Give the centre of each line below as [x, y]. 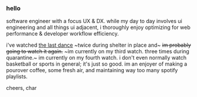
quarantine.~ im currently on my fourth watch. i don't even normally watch [96, 58]
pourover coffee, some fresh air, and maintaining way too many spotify [92, 70]
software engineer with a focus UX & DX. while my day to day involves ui [94, 21]
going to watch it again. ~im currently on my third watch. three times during [98, 51]
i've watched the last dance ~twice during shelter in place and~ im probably [99, 45]
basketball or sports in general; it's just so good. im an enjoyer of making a [97, 64]
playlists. [17, 77]
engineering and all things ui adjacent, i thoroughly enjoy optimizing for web [98, 27]
